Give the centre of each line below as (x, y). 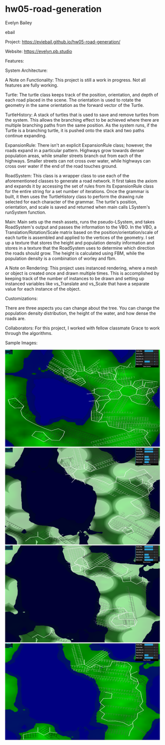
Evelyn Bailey (19, 23)
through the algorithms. (29, 333)
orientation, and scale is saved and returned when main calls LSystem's (78, 207)
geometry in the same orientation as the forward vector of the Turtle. (75, 105)
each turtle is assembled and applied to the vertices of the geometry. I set (80, 237)
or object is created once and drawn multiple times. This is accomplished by (82, 273)
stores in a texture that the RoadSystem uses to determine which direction (80, 248)
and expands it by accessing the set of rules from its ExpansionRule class (79, 186)
